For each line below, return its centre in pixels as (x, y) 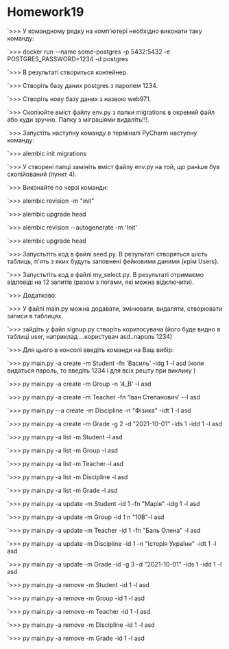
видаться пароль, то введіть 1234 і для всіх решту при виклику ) (101, 370)
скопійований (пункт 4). (42, 174)
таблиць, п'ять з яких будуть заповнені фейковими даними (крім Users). (113, 261)
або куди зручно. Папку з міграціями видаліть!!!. (78, 119)
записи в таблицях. (35, 316)
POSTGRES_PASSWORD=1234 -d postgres (68, 58)
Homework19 (46, 12)
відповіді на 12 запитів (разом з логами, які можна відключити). (100, 282)
